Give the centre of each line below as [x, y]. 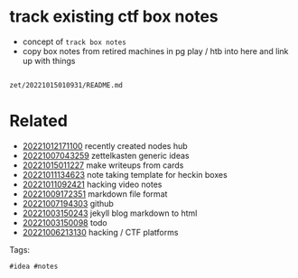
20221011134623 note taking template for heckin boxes [125, 174]
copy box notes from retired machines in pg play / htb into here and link [155, 51]
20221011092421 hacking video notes [92, 184]
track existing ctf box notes [114, 17]
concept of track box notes [74, 42]
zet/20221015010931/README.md [66, 85]
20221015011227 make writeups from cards [103, 165]
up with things [49, 60]
